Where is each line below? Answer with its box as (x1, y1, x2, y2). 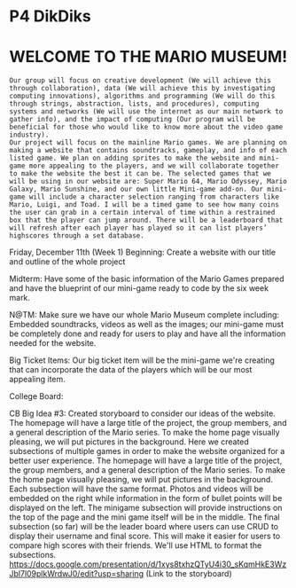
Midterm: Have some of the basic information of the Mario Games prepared (9, 273, 285, 285)
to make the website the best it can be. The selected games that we (9, 169, 272, 178)
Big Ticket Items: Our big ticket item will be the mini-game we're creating (9, 355, 275, 365)
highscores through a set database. (9, 231, 144, 240)
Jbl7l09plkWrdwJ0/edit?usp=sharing (9, 568, 144, 579)
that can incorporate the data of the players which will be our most (9, 365, 253, 375)
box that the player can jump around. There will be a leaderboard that (9, 216, 284, 225)
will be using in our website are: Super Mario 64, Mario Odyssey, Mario (9, 177, 288, 186)
